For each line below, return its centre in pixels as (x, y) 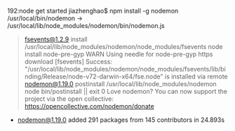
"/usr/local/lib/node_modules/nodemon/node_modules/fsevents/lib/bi (125, 69)
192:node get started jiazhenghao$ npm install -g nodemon (93, 11)
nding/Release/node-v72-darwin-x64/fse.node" (94, 76)
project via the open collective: (69, 99)
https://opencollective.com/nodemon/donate (89, 106)
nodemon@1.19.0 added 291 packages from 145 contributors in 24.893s (121, 120)
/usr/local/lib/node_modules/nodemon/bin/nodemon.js (86, 26)
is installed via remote (196, 76)
